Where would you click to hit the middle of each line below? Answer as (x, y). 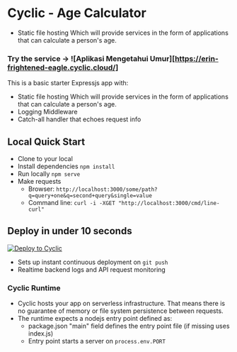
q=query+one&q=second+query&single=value (90, 196)
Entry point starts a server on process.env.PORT (97, 341)
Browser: (41, 189)
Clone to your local (45, 159)
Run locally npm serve (49, 174)
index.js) (41, 334)
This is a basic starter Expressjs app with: (68, 83)
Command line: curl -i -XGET (71, 203)
